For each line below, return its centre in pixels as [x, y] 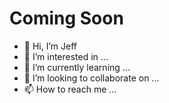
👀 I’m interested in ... [66, 56]
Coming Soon [66, 18]
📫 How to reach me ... [70, 89]
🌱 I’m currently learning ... [77, 67]
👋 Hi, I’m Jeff [50, 46]
